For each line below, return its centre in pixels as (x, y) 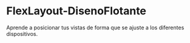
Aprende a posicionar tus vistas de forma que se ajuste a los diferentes (95, 27)
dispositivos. (22, 33)
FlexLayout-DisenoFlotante (76, 11)
